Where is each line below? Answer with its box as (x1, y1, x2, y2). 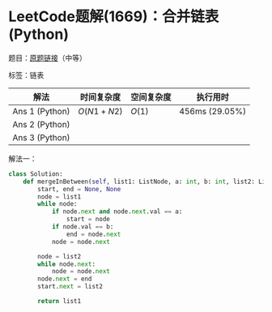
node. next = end (37, 275, 92, 284)
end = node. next (66, 230, 121, 238)
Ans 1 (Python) (12, 105, 70, 117)
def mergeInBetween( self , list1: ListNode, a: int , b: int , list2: (23, 177, 255, 186)
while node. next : (37, 260, 96, 268)
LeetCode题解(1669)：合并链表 (8, 7, 219, 26)
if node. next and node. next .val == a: (51, 207, 183, 216)
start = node (66, 216, 111, 224)
